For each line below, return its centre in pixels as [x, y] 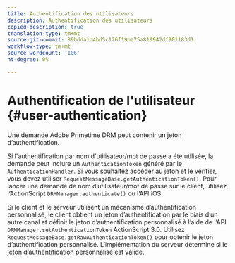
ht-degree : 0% [28, 60]
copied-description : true [45, 27]
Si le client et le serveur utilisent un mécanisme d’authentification [102, 207]
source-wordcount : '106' [44, 53]
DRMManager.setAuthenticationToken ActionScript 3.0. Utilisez [96, 229]
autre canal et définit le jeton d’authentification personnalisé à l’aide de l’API [117, 222]
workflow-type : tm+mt [39, 46]
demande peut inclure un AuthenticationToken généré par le [95, 163]
